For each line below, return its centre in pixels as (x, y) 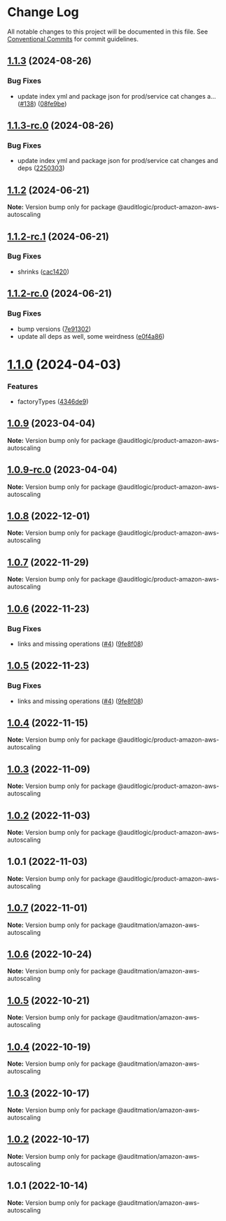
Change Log (43, 12)
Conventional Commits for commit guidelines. (73, 38)
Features (23, 386)
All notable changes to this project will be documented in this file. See (108, 31)
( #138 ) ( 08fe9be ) (42, 104)
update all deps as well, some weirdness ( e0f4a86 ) (91, 336)
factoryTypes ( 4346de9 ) (53, 401)
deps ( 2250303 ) (41, 168)
